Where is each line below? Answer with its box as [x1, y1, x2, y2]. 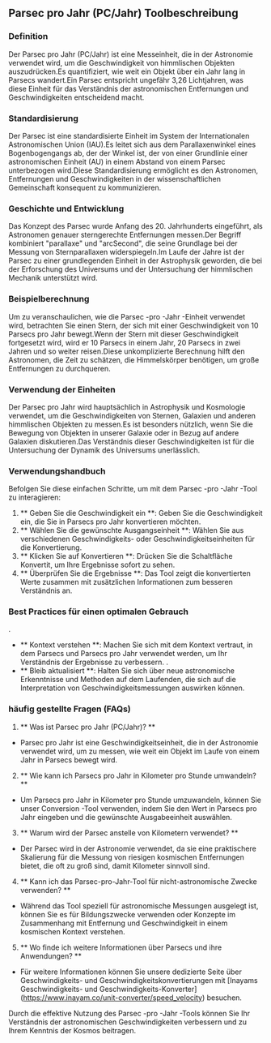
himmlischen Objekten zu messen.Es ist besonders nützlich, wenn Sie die [8, 419, 253, 429]
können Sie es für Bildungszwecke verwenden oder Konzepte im [19, 909, 236, 919]
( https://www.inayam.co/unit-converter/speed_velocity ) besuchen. [19, 993, 243, 1002]
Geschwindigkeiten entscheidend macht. [8, 92, 145, 102]
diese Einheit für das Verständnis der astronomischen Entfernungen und [8, 84, 249, 93]
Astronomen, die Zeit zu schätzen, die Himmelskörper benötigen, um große [8, 354, 260, 364]
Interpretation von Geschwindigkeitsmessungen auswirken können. [19, 683, 245, 693]
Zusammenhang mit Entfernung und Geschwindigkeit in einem [19, 918, 228, 928]
